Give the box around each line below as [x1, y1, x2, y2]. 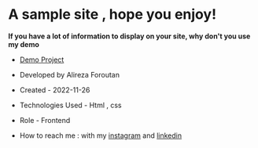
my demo [8, 39, 39, 49]
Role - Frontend [19, 115, 71, 125]
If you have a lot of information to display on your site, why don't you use [8, 31, 251, 41]
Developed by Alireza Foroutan [19, 70, 120, 79]
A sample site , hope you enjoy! [8, 5, 217, 23]
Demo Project [19, 55, 64, 64]
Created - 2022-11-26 [19, 85, 90, 95]
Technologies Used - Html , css [19, 100, 122, 110]
